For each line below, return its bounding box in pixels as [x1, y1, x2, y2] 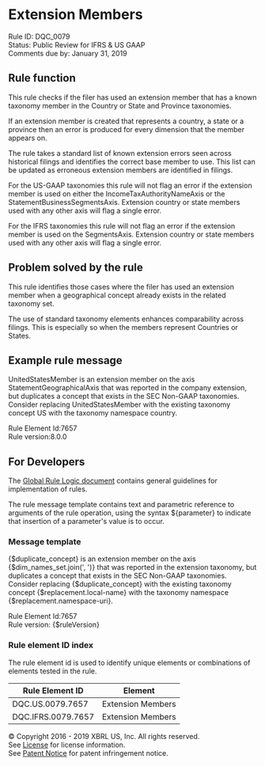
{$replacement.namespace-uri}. [8, 596, 113, 606]
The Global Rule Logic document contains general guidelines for [8, 476, 218, 486]
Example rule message [8, 354, 123, 367]
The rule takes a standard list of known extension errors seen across [8, 148, 232, 157]
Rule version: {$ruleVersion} [8, 620, 100, 630]
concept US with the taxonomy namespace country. [8, 408, 178, 418]
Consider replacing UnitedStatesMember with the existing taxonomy [8, 400, 231, 409]
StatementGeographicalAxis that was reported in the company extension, [8, 383, 248, 392]
